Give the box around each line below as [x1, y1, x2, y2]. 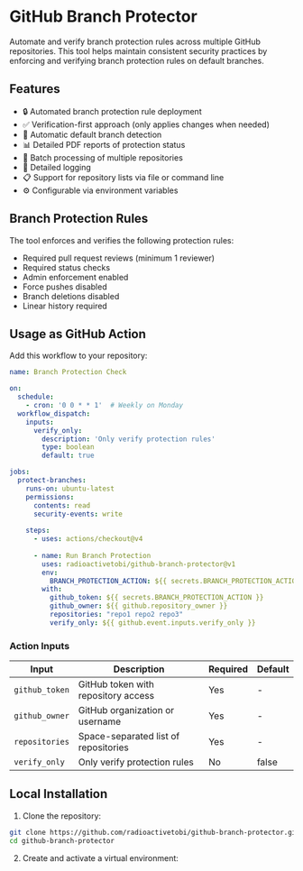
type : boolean [41, 443, 95, 452]
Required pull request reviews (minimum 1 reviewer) [22, 252, 215, 263]
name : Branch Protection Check [9, 368, 127, 377]
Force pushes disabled [22, 281, 107, 292]
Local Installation [9, 786, 108, 802]
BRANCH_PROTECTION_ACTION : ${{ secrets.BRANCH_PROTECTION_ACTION [49, 576, 300, 585]
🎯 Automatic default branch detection [22, 129, 162, 140]
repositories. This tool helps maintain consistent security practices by [9, 45, 268, 56]
